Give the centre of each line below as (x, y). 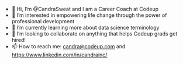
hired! (19, 40)
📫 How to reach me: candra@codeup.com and (68, 46)
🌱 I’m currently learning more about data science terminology (85, 27)
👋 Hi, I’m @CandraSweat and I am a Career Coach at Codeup (85, 9)
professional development (43, 21)
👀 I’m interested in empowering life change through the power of (89, 15)
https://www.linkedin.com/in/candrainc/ (59, 55)
